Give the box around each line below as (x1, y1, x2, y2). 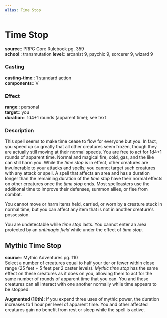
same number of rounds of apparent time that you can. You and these (5, 276, 149, 282)
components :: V (5, 80, 39, 86)
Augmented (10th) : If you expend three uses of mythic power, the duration (5, 296, 159, 302)
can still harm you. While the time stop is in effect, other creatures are (5, 160, 149, 166)
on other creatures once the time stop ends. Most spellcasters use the (5, 181, 150, 187)
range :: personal (5, 104, 39, 110)
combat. (5, 191, 22, 198)
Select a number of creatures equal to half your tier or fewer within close (5, 260, 155, 266)
